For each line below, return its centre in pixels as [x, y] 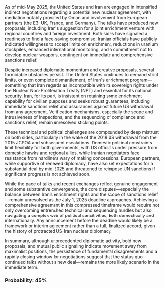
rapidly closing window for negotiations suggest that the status [69, 257]
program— [141, 80]
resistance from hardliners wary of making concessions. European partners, [83, 158]
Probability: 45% [26, 280]
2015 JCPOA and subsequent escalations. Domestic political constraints [79, 143]
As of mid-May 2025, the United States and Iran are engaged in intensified [81, 7]
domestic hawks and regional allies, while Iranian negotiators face [72, 153]
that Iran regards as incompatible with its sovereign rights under [93, 85]
